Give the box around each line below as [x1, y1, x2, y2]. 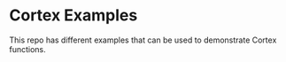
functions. [9, 43, 46, 54]
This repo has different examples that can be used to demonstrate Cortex [9, 35, 277, 45]
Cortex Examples [9, 5, 138, 26]
